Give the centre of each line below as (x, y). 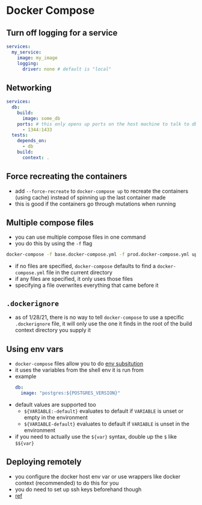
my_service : (27, 52)
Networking (29, 88)
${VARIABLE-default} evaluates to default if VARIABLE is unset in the (106, 424)
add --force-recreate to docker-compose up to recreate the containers (101, 191)
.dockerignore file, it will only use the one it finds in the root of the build (103, 324)
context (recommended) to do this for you (67, 483)
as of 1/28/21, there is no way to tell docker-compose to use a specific (99, 318)
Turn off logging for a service (62, 33)
